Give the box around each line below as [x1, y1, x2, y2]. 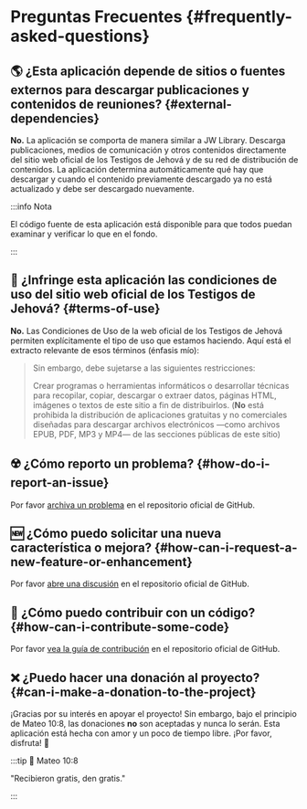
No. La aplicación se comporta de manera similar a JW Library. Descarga [10, 135, 286, 145]
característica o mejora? [10, 541, 153, 556]
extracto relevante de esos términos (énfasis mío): [10, 344, 200, 355]
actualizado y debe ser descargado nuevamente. [10, 184, 195, 194]
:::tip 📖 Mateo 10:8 [10, 755, 79, 766]
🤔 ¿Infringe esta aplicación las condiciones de [10, 272, 278, 289]
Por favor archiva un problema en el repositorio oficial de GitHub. [10, 499, 255, 510]
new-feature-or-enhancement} [10, 554, 193, 570]
